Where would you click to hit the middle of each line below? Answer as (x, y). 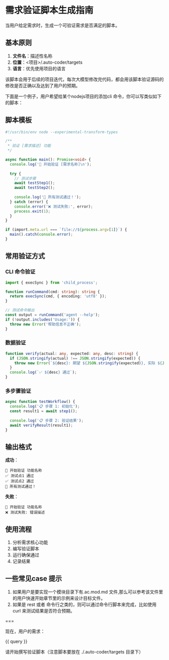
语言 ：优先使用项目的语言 (39, 68)
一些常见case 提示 (33, 579)
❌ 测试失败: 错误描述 (25, 513)
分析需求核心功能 (30, 542)
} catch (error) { (29, 202)
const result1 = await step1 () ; (44, 411)
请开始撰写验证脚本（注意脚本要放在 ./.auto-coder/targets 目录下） (74, 651)
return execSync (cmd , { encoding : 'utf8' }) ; (58, 296)
